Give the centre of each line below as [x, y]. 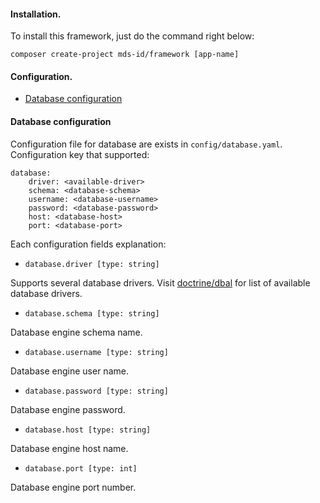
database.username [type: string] [96, 352]
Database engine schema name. [76, 332]
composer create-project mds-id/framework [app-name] [125, 55]
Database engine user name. [69, 371]
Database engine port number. [73, 487]
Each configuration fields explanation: [88, 244]
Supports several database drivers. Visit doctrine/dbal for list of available [160, 282]
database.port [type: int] [81, 468]
